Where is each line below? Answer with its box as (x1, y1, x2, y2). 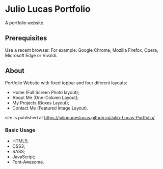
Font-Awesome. (12, 159, 44, 165)
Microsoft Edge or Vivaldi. (5, 52, 57, 58)
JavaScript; (12, 154, 36, 160)
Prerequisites (5, 34, 47, 42)
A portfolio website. (5, 20, 45, 26)
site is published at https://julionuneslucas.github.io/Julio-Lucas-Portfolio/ (5, 114, 155, 120)
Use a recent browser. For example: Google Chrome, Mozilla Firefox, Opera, (5, 47, 159, 53)
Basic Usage (5, 127, 36, 134)
